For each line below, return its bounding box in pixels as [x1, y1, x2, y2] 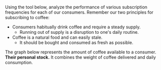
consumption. [5, 60, 33, 65]
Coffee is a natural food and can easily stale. [12, 34, 103, 40]
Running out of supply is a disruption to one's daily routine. [19, 29, 139, 35]
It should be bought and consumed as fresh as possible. [19, 40, 134, 46]
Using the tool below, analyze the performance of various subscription [5, 4, 148, 10]
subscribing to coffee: [5, 15, 50, 20]
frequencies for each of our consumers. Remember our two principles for [5, 9, 154, 15]
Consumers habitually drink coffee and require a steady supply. [12, 24, 141, 30]
